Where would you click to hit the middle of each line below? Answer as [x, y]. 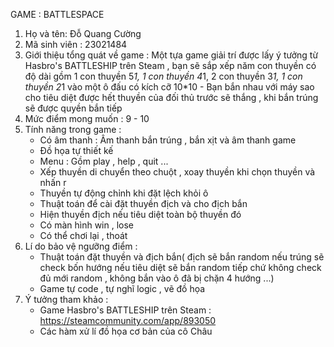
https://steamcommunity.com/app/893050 [128, 320]
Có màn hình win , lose [87, 225]
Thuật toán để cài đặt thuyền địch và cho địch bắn [143, 203]
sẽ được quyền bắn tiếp [73, 108]
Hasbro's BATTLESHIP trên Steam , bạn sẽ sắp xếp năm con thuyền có [170, 65]
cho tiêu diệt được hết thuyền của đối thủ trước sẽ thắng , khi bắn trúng [171, 97]
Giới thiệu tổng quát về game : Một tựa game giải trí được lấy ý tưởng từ [171, 55]
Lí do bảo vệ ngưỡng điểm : [81, 246]
